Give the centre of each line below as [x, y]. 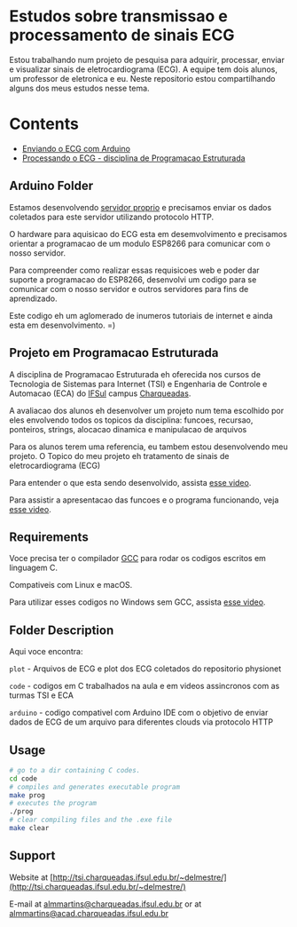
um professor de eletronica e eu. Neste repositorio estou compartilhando [142, 78]
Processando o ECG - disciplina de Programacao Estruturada [133, 158]
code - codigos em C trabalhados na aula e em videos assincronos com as [145, 686]
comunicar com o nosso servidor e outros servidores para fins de [129, 289]
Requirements [49, 537]
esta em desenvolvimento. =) [63, 325]
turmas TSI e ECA [41, 695]
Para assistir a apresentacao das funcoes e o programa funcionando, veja [144, 500]
